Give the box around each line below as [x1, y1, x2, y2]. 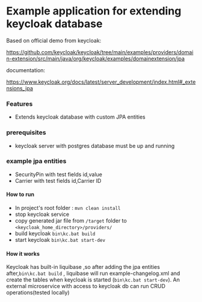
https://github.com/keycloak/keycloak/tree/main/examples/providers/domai [6, 48, 194, 55]
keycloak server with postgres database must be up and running [14, 142, 175, 149]
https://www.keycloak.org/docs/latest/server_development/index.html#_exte [6, 78, 196, 85]
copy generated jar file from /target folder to [14, 217, 127, 224]
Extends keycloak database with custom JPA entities [14, 113, 145, 121]
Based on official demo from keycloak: [6, 37, 102, 44]
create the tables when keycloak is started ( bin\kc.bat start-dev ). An [6, 276, 180, 283]
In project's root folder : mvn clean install [14, 205, 121, 212]
